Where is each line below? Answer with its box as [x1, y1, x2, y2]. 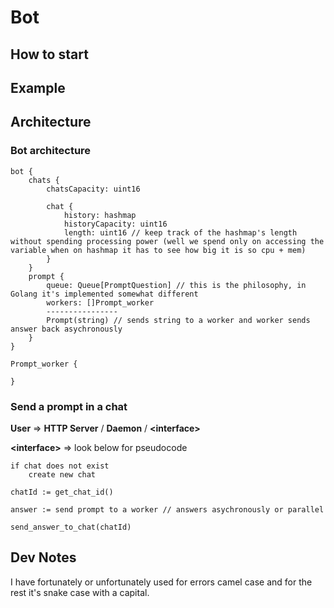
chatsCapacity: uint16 [46, 184, 141, 194]
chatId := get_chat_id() [10, 487, 114, 497]
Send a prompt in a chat [10, 399, 128, 413]
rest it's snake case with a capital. [10, 586, 150, 598]
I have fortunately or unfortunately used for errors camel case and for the [10, 576, 313, 588]
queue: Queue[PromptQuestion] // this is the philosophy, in [46, 280, 307, 290]
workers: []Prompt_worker [46, 297, 155, 308]
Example [10, 79, 66, 96]
